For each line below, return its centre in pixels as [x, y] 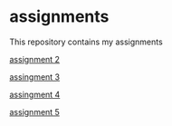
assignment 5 [35, 111]
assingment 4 [35, 94]
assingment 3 [35, 77]
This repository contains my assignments [86, 42]
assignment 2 [35, 59]
